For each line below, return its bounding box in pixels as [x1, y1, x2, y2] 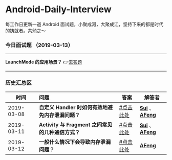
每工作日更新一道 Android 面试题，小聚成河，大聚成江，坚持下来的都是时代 [5, 21, 164, 27]
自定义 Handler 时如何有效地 [39, 104, 108, 111]
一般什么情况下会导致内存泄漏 [39, 138, 111, 145]
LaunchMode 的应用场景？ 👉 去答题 [5, 59, 82, 65]
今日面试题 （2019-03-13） [5, 41, 73, 49]
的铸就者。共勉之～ [5, 27, 46, 34]
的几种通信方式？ [39, 129, 80, 136]
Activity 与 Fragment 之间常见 [39, 121, 113, 128]
